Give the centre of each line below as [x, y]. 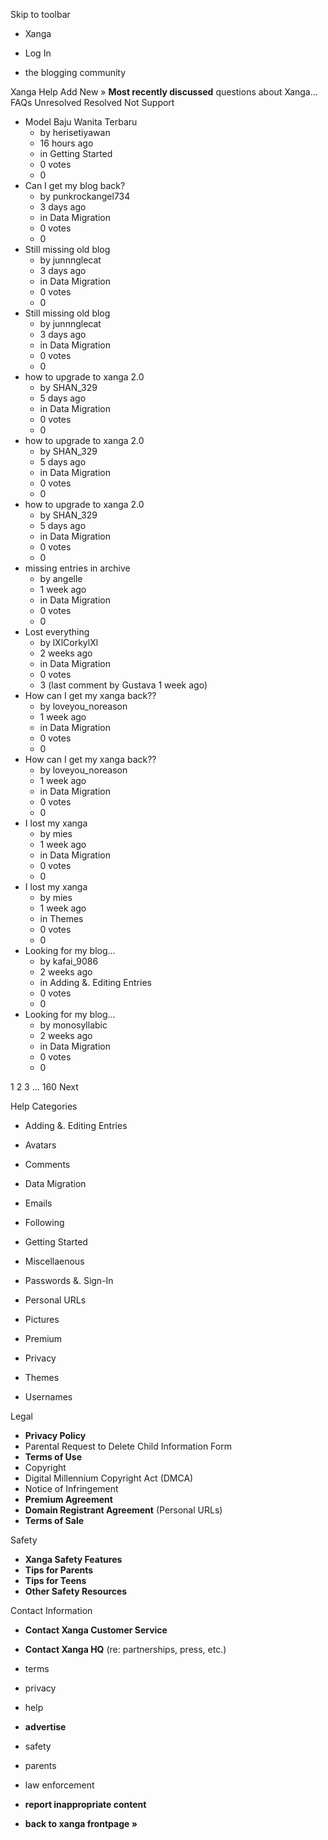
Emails [38, 1203]
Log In [38, 53]
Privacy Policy [55, 1435]
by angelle [61, 578]
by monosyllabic [73, 1025]
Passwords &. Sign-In [69, 1280]
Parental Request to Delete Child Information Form [128, 1446]
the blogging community [75, 72]
